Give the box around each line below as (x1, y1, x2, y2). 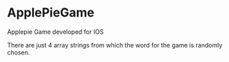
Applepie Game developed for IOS (7, 28, 105, 36)
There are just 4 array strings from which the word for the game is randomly (7, 41, 223, 49)
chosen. (7, 48, 30, 56)
